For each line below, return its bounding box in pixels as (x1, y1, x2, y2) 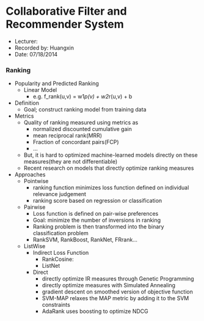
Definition (14, 99, 39, 107)
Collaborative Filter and (5, 4, 127, 18)
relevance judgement (32, 191, 87, 198)
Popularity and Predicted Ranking (14, 80, 99, 87)
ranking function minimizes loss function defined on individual (32, 184, 189, 191)
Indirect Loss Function (32, 249, 89, 257)
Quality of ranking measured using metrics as (23, 119, 139, 126)
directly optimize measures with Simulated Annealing (42, 282, 175, 289)
